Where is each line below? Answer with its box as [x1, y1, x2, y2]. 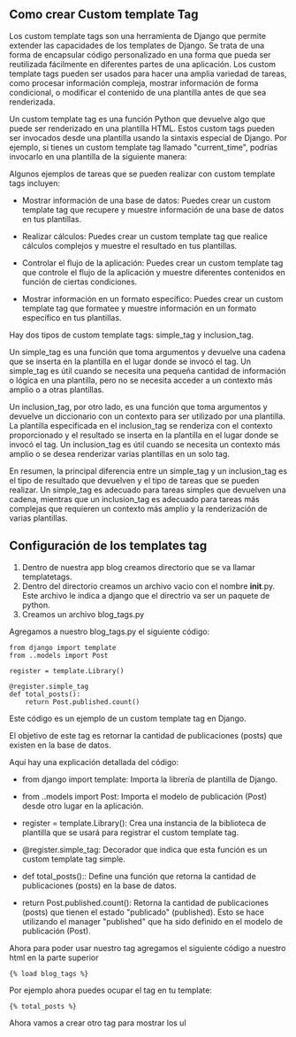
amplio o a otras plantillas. [9, 384, 104, 395]
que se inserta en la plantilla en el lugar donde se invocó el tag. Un [9, 356, 252, 367]
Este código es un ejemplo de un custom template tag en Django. [9, 713, 247, 724]
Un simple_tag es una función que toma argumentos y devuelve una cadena [9, 346, 286, 357]
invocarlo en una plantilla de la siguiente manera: [9, 151, 187, 162]
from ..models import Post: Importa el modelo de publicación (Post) [21, 791, 268, 801]
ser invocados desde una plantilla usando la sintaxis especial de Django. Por [9, 132, 287, 143]
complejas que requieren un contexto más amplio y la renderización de [9, 503, 268, 514]
